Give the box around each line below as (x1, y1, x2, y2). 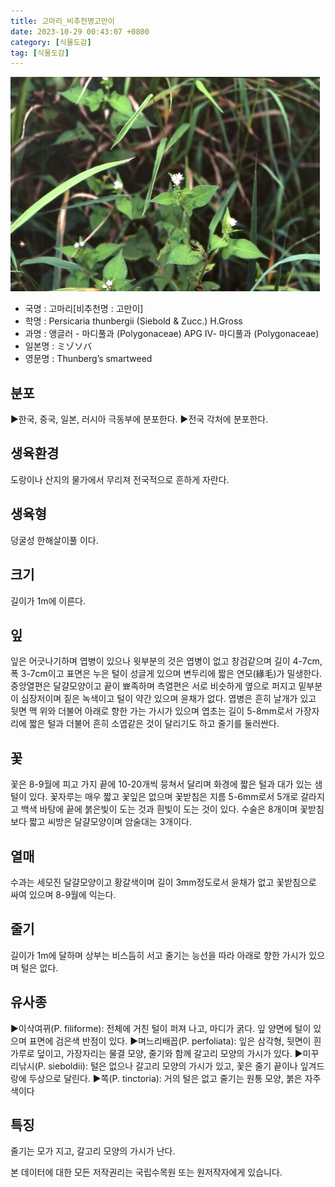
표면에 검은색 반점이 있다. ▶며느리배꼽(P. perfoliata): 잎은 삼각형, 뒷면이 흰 (28, 1035, 322, 1047)
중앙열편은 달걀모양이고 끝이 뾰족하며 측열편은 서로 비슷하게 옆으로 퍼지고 (10, 680, 297, 692)
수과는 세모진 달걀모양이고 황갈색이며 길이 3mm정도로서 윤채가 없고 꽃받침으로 (10, 876, 317, 888)
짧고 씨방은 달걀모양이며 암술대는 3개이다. (28, 816, 192, 828)
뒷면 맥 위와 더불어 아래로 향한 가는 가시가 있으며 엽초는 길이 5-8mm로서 (10, 705, 293, 717)
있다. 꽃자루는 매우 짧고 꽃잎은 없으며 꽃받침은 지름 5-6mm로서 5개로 (28, 791, 299, 803)
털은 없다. (20, 961, 59, 974)
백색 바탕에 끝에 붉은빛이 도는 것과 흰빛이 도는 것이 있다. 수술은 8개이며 (20, 803, 298, 815)
